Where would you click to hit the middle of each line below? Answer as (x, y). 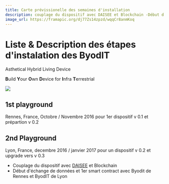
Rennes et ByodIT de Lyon (40, 176)
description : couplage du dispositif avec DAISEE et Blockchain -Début (82, 15)
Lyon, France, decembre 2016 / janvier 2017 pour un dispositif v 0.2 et (78, 150)
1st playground (29, 104)
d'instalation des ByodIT (58, 55)
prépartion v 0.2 (22, 122)
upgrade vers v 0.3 (25, 156)
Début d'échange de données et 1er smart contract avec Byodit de (82, 171)
